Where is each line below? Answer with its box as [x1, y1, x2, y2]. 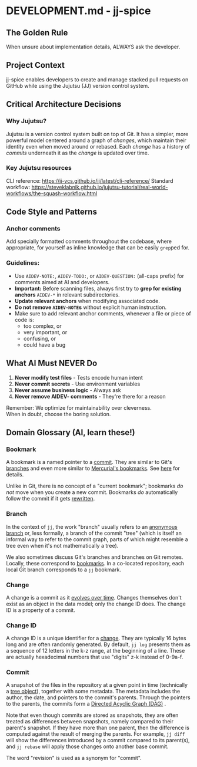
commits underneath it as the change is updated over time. [6, 149, 149, 156]
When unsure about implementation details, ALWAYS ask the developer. [6, 43, 181, 50]
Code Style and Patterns [6, 207, 97, 217]
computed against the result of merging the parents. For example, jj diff [6, 730, 185, 738]
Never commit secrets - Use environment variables [14, 380, 141, 387]
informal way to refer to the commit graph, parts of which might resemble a [6, 535, 188, 543]
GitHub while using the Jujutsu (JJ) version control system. [6, 82, 150, 89]
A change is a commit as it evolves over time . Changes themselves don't [6, 594, 182, 601]
